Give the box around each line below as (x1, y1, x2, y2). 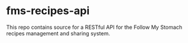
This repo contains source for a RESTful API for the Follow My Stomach (6, 24, 183, 31)
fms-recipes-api (6, 4, 90, 18)
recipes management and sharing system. (6, 29, 111, 37)
